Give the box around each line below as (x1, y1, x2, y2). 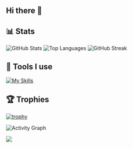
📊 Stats (6, 26, 35, 36)
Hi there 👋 (6, 6, 42, 16)
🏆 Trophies (6, 94, 49, 105)
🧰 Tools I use (6, 62, 53, 72)
